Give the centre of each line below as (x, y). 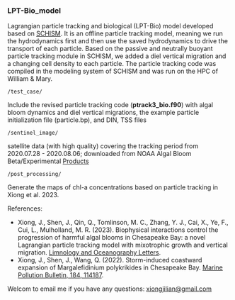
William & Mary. (30, 79)
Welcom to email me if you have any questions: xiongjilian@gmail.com (110, 289)
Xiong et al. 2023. (33, 195)
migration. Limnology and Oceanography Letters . (89, 252)
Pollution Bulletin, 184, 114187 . (61, 275)
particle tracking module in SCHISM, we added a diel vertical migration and (117, 56)
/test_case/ (25, 92)
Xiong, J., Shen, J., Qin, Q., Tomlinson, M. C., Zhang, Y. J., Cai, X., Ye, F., (123, 223)
